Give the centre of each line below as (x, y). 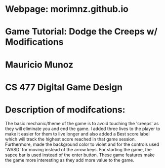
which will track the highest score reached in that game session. (70, 139)
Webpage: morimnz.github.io (67, 9)
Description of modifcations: (65, 110)
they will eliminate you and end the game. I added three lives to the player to (83, 129)
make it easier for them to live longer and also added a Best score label (77, 134)
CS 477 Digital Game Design (64, 87)
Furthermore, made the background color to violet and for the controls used (82, 144)
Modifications (34, 42)
